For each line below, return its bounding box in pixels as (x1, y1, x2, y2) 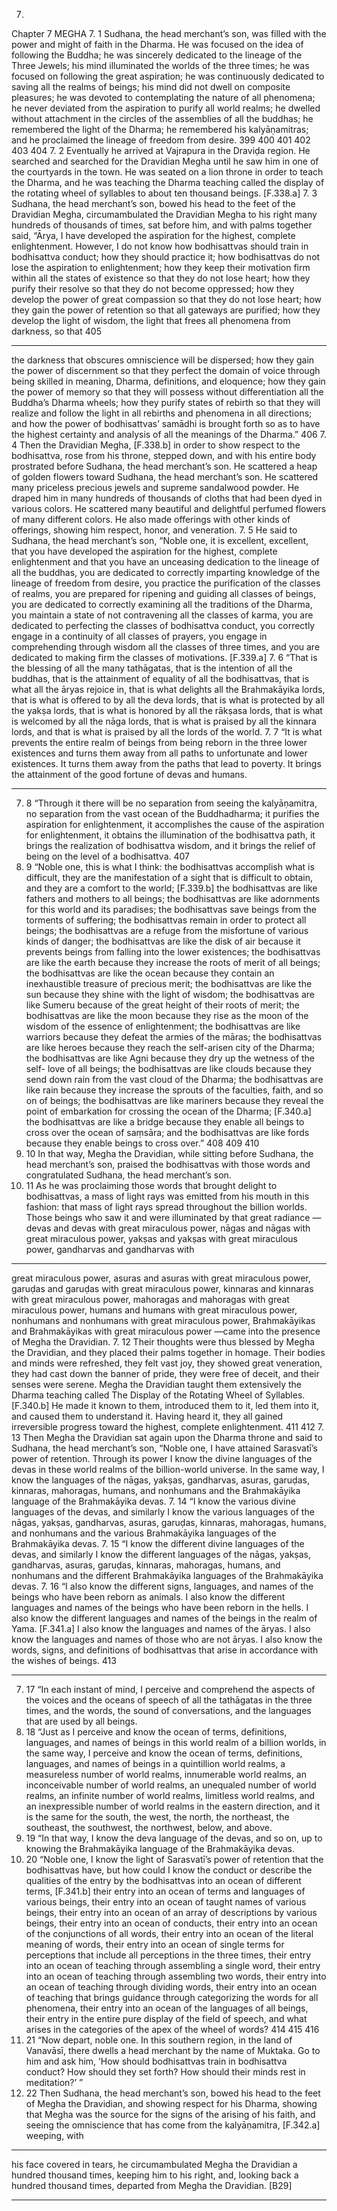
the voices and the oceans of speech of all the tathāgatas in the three (25, 1694, 313, 1706)
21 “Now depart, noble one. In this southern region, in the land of (25, 2034, 293, 2046)
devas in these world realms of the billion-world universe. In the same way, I (11, 1464, 325, 1475)
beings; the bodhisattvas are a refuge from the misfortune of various (25, 925, 309, 936)
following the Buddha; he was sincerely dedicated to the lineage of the (11, 49, 303, 61)
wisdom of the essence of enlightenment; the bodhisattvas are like (25, 1020, 301, 1032)
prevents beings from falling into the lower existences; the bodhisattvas (25, 946, 321, 958)
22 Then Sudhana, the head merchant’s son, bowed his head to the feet (25, 2087, 321, 2099)
